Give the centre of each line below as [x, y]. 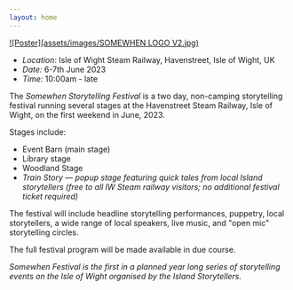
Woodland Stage [52, 168]
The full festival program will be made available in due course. [123, 249]
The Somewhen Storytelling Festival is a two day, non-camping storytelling [146, 96]
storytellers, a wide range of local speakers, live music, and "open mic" [139, 223]
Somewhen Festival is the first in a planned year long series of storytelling [145, 266]
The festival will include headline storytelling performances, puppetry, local [147, 213]
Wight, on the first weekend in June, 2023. [87, 114]
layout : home [33, 17]
